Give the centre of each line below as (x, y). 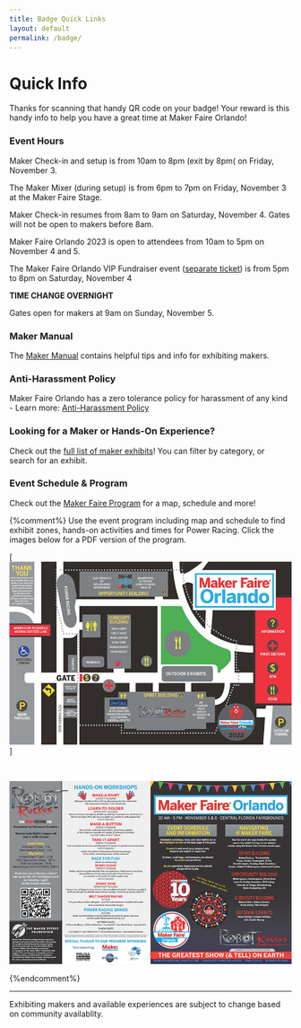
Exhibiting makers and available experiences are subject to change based (145, 1005)
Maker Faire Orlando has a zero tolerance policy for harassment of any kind (149, 399)
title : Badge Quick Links (57, 19)
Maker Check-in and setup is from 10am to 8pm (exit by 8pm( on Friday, (142, 161)
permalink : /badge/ (46, 38)
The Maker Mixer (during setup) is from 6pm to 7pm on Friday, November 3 (148, 188)
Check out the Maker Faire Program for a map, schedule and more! (133, 503)
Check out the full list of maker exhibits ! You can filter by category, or (137, 451)
